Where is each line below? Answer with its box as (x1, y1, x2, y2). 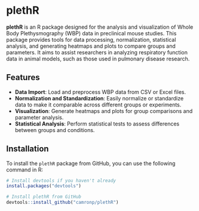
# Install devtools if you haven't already (6, 178, 117, 184)
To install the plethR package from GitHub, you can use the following (6, 160, 176, 167)
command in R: (6, 166, 44, 173)
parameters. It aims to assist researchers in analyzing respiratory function (6, 48, 188, 56)
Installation (6, 144, 49, 154)
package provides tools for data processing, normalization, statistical (6, 36, 176, 43)
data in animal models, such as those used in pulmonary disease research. (6, 55, 190, 62)
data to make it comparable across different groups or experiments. (14, 101, 182, 108)
